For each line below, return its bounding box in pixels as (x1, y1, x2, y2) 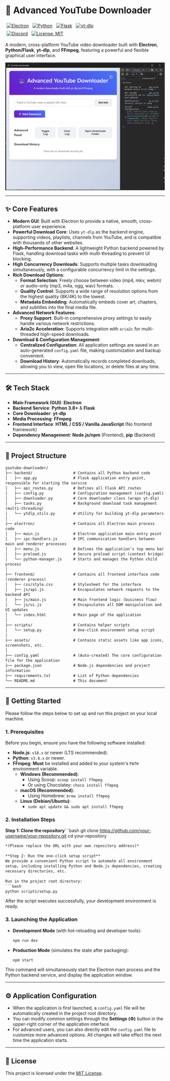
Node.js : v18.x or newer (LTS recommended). (12, 750, 109, 756)
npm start (12, 957, 34, 962)
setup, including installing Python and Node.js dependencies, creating (5, 864, 162, 869)
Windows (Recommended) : (20, 771, 79, 777)
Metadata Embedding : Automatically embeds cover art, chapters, (20, 299, 158, 305)
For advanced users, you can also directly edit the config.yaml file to (12, 1026, 156, 1033)
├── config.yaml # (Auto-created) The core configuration (5, 653, 162, 658)
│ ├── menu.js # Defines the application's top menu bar (5, 546, 164, 551)
